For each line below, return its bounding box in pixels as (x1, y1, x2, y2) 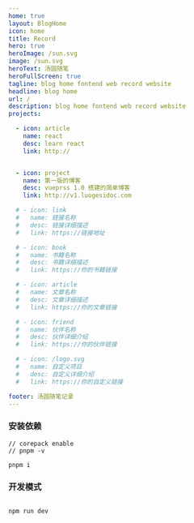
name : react (23, 132, 63, 140)
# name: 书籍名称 (15, 251, 77, 259)
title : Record (8, 34, 57, 43)
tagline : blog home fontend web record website (8, 79, 172, 88)
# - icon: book (15, 243, 67, 251)
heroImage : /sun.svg (8, 49, 78, 58)
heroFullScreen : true (8, 72, 82, 80)
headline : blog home (8, 87, 78, 96)
